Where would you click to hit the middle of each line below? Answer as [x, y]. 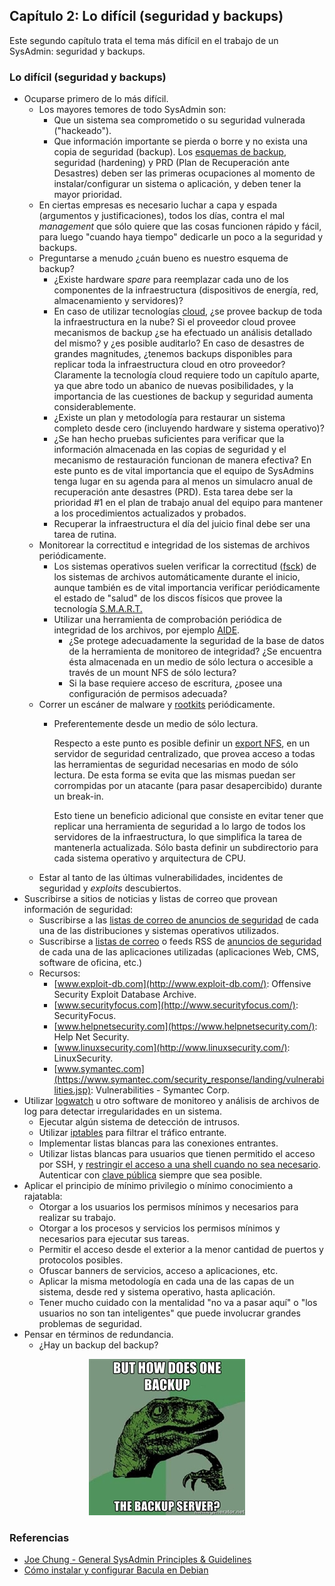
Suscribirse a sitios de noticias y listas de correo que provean [150, 899]
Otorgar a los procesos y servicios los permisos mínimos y [159, 1228]
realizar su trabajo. [77, 1218]
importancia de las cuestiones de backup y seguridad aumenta [183, 396]
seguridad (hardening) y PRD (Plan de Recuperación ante [171, 163]
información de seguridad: [78, 910]
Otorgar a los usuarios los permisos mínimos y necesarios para [168, 1207]
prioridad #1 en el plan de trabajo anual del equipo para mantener [188, 503]
